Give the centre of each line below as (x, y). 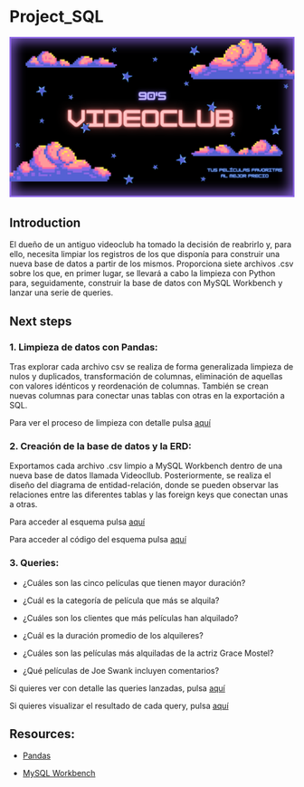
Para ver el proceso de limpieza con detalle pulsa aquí (110, 422)
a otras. (24, 504)
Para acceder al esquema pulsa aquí (77, 522)
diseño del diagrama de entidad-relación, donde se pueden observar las (144, 485)
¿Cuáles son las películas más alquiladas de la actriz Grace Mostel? (148, 653)
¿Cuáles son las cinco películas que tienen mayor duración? (134, 582)
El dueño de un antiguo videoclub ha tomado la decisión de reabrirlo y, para (151, 245)
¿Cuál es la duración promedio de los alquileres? (113, 635)
